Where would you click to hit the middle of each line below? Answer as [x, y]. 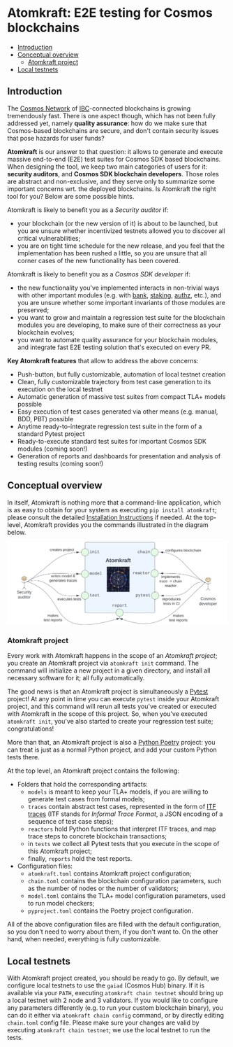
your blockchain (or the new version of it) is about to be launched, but [118, 223]
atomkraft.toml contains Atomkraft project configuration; [110, 873]
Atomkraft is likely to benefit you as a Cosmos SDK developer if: [99, 274]
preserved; [33, 310]
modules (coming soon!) [52, 449]
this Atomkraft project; [60, 851]
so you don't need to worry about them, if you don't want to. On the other [113, 932]
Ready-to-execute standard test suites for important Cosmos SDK [112, 441]
